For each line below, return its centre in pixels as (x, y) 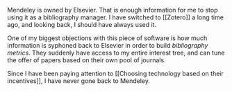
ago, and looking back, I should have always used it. (82, 25)
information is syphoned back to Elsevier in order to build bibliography (108, 45)
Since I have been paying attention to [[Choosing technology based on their (115, 73)
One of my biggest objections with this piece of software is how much (107, 38)
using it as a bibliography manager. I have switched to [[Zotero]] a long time (116, 17)
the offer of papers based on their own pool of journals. (86, 60)
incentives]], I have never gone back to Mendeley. (79, 81)
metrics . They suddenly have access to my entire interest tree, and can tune (116, 53)
